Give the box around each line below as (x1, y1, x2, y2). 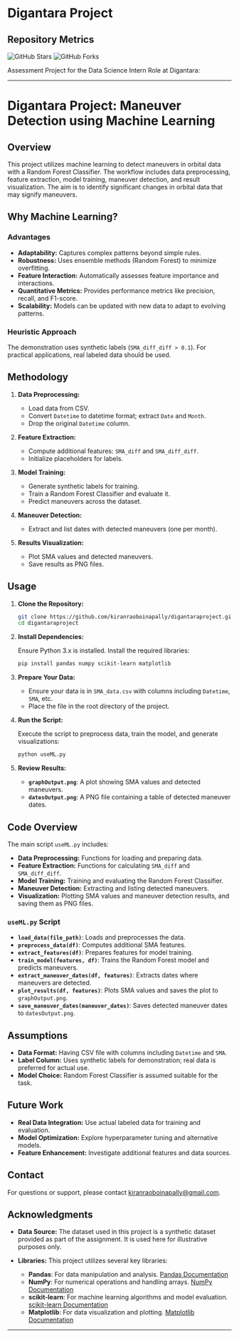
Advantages (7, 232, 51, 242)
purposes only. (17, 1243, 62, 1251)
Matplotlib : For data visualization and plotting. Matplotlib (28, 1308, 195, 1317)
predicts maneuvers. (17, 963, 78, 972)
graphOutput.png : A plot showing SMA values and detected (28, 778, 201, 787)
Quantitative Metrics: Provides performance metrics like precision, (17, 286, 216, 295)
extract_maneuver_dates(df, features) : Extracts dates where (17, 971, 198, 980)
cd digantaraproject (17, 620, 79, 627)
